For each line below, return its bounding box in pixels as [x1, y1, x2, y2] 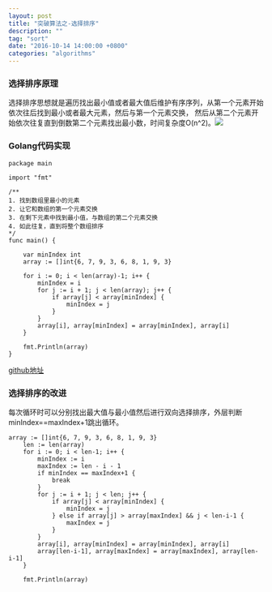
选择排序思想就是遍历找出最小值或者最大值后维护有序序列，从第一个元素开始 [8, 98, 264, 108]
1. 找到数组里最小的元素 [8, 196, 80, 204]
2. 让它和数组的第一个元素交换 [8, 204, 99, 213]
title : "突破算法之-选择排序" [8, 19, 100, 28]
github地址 [8, 365, 45, 375]
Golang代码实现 [8, 140, 71, 152]
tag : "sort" [8, 34, 49, 43]
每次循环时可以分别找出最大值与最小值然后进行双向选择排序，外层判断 [8, 407, 243, 417]
